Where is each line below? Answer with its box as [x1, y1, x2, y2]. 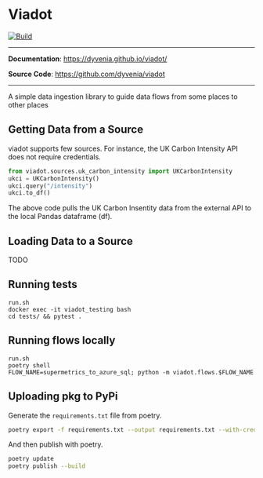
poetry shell [8, 361, 51, 370]
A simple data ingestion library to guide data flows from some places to [8, 92, 238, 101]
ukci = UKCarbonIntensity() [8, 174, 100, 182]
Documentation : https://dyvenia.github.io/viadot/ [8, 53, 168, 64]
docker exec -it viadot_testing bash [8, 305, 131, 313]
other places [8, 100, 49, 109]
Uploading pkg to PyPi [8, 390, 118, 403]
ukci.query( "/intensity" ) [8, 182, 92, 190]
